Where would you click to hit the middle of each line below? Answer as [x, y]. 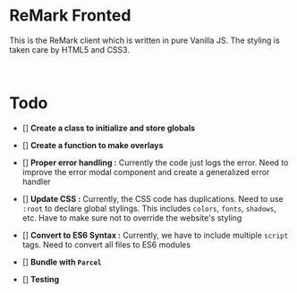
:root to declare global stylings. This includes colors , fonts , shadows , [149, 208]
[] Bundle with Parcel [62, 262]
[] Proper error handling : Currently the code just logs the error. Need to [155, 163]
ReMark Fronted [70, 16]
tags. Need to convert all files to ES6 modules [106, 244]
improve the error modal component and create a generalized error [146, 172]
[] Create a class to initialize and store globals [109, 128]
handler [36, 181]
